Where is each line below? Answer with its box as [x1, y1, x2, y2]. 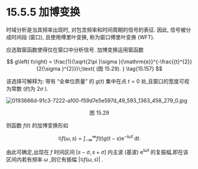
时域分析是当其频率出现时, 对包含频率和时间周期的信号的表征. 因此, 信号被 [6, 26, 186, 33]
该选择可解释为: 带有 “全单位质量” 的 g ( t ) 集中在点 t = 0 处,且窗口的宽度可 [6, 78, 184, 85]
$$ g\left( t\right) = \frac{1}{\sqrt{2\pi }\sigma [7, 58, 118, 65]
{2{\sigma [36, 65, 61, 72]
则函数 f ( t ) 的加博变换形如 [6, 122, 69, 129]
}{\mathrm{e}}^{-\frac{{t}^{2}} [118, 58, 192, 65]
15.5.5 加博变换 [6, 5, 81, 19]
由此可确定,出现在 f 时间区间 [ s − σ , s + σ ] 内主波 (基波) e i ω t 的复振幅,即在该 [6, 148, 189, 156]
